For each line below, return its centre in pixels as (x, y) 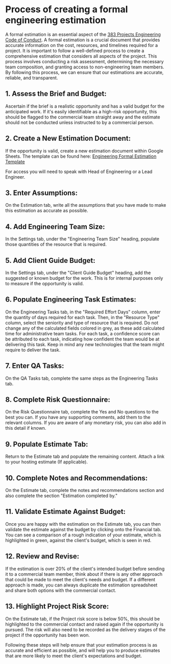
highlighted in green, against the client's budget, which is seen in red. (78, 540)
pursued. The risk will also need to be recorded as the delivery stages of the (86, 629)
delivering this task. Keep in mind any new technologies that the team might (85, 344)
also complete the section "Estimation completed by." (62, 496)
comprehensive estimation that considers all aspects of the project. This (81, 56)
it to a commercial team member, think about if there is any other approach (84, 574)
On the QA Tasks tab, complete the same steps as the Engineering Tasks (82, 378)
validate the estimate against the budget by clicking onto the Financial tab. (83, 529)
